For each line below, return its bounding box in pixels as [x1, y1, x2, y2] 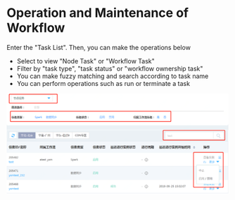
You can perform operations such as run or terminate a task [16, 79, 191, 87]
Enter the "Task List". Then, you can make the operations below [6, 43, 191, 51]
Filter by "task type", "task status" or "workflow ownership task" [16, 64, 203, 73]
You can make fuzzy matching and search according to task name [16, 72, 209, 80]
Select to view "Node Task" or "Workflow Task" [16, 56, 155, 65]
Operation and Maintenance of [6, 5, 189, 21]
